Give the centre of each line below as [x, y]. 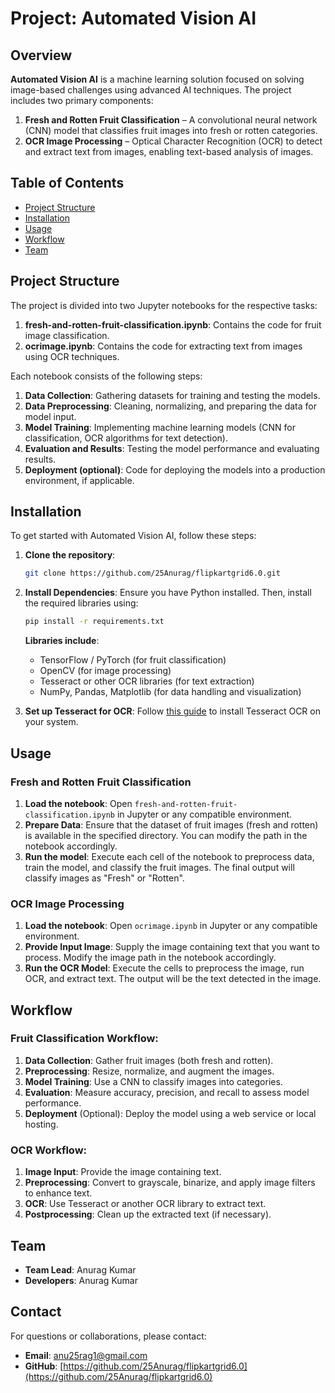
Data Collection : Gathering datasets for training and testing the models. [172, 395]
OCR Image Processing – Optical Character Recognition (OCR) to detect [173, 141]
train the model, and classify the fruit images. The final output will [159, 867]
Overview [41, 55]
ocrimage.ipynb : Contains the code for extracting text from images [163, 346]
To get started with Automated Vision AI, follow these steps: [133, 536]
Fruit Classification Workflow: [84, 1039]
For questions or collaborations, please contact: [108, 1336]
